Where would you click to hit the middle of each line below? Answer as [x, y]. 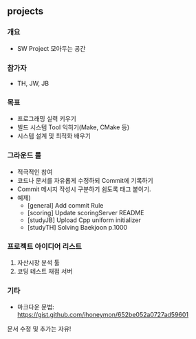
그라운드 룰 [24, 155]
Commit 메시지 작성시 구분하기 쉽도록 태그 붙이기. [84, 189]
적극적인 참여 [35, 172]
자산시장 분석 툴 [38, 262]
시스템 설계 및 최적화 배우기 [54, 136]
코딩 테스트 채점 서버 [45, 271]
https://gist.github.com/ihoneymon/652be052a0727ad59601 [103, 315]
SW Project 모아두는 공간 [51, 48]
